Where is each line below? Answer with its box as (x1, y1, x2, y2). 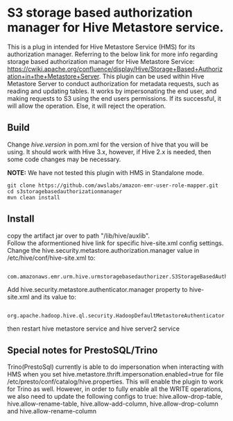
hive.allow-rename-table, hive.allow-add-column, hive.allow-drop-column (7, 399, 218, 408)
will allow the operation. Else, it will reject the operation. (7, 101, 166, 110)
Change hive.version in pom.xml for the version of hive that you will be (7, 140, 209, 149)
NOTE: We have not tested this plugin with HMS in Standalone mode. (7, 168, 205, 176)
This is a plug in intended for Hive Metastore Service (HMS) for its (7, 42, 196, 51)
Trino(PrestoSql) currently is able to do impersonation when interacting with (7, 363, 224, 371)
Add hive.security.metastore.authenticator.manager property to (7, 285, 188, 293)
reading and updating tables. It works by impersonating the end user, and (7, 87, 217, 95)
